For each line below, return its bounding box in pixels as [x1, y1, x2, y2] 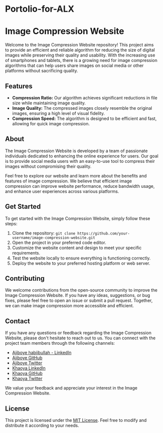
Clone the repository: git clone [12, 230, 75, 236]
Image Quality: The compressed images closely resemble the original [12, 105, 152, 111]
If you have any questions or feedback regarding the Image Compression [5, 330, 152, 336]
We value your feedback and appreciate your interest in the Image [5, 385, 138, 391]
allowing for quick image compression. [12, 120, 90, 126]
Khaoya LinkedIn [12, 365, 46, 371]
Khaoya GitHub [12, 371, 43, 376]
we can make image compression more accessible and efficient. [5, 303, 134, 309]
